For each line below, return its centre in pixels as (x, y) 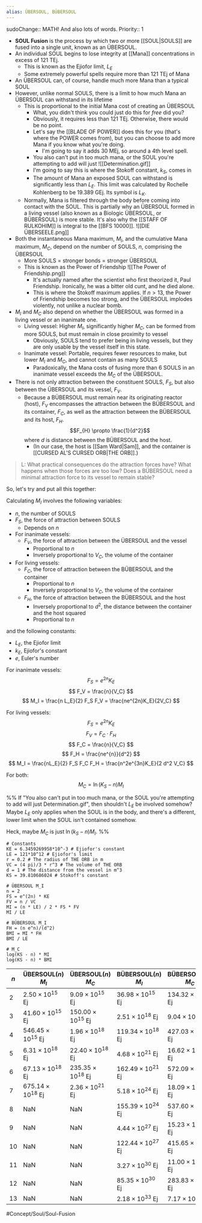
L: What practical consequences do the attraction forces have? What (106, 464)
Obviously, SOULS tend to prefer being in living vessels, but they (113, 340)
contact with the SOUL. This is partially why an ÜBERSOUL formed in (109, 206)
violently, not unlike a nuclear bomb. (78, 306)
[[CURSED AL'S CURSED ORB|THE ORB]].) (85, 452)
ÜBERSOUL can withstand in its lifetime (64, 100)
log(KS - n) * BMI (29, 960)
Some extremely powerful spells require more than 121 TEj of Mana (107, 74)
